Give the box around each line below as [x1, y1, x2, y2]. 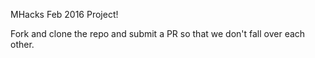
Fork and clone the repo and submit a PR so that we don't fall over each [10, 28, 306, 39]
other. [10, 39, 35, 50]
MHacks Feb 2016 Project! [10, 9, 119, 20]
